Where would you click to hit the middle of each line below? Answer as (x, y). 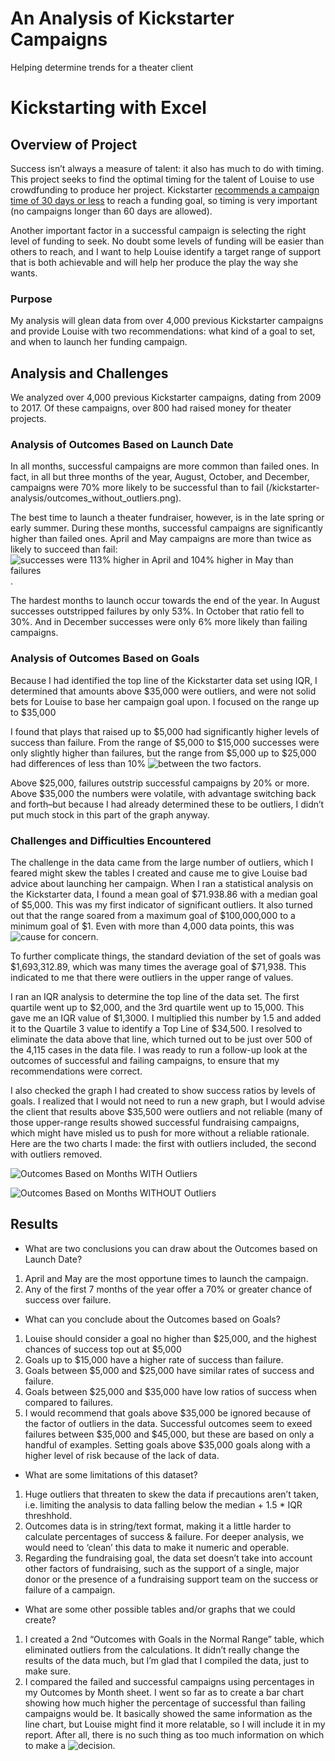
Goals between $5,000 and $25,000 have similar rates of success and (169, 1370)
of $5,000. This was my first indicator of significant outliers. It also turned (161, 904)
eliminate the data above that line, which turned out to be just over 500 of (161, 1039)
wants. (24, 273)
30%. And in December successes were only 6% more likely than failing (159, 622)
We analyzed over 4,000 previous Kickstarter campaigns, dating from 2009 (166, 398)
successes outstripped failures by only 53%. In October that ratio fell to (157, 611)
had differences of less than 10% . (136, 763)
